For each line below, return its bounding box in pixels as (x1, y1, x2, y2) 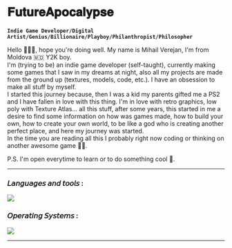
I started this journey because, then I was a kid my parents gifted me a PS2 (7, 90, 220, 98)
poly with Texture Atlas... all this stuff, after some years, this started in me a (7, 104, 221, 113)
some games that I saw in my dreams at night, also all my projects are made (7, 68, 223, 76)
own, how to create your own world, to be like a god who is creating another (7, 119, 224, 128)
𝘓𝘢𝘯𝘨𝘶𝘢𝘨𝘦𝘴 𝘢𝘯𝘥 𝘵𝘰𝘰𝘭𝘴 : (7, 178, 84, 188)
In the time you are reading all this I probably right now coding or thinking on (7, 134, 224, 142)
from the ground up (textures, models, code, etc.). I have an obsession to (7, 75, 215, 84)
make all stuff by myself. (7, 82, 77, 90)
